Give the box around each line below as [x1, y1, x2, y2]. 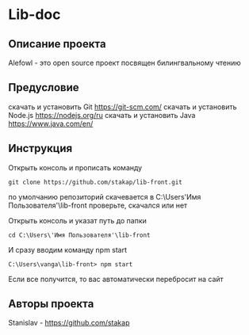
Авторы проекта [8, 297, 94, 310]
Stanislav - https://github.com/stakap [8, 318, 130, 328]
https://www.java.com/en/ [8, 119, 94, 128]
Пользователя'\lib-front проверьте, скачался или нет [8, 200, 188, 210]
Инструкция [8, 142, 73, 155]
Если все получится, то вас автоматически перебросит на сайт [8, 274, 224, 284]
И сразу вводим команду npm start [8, 245, 128, 254]
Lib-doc [8, 6, 61, 24]
